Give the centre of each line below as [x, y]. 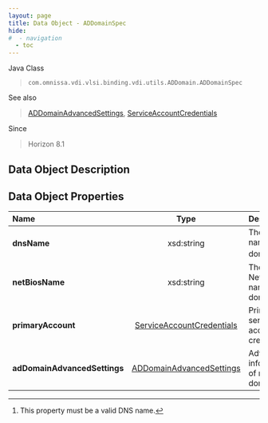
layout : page [30, 16]
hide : [17, 30]
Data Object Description [69, 169]
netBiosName [39, 282]
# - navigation [35, 38]
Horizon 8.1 [46, 144]
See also [23, 98]
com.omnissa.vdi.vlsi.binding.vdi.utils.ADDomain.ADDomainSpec [135, 83]
